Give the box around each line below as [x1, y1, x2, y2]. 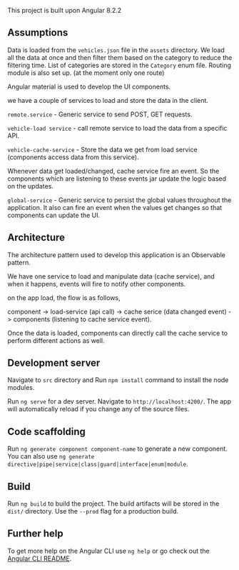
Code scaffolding [7, 425, 86, 438]
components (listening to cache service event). [13, 314, 152, 324]
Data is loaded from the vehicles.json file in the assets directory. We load [7, 46, 225, 54]
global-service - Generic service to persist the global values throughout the [7, 196, 232, 204]
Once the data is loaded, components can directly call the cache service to [7, 329, 228, 337]
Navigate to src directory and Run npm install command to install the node [7, 376, 229, 384]
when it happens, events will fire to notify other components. [7, 279, 186, 288]
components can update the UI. [7, 211, 101, 219]
